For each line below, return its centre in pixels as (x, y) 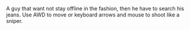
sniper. (15, 21)
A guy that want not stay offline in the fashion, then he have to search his (95, 9)
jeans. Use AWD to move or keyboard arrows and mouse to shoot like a (93, 15)
